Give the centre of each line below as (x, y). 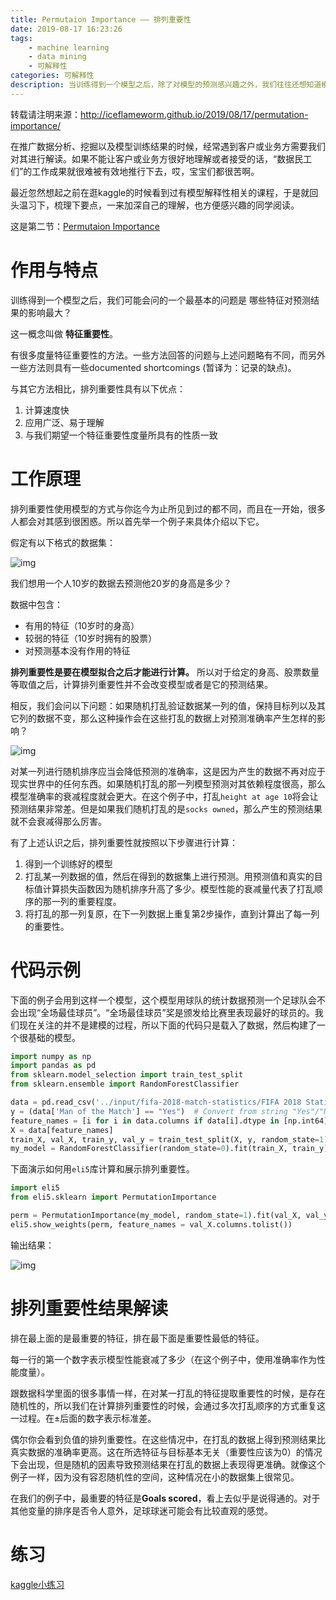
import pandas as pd (53, 1066)
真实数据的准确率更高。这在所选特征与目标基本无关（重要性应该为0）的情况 (166, 1452)
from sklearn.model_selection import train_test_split (127, 1075)
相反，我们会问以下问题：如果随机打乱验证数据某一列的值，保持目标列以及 (163, 705)
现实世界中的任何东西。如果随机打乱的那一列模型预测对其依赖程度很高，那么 (168, 783)
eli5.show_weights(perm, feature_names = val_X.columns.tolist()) (151, 1224)
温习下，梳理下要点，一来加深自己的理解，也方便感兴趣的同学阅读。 (159, 205)
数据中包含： (36, 604)
